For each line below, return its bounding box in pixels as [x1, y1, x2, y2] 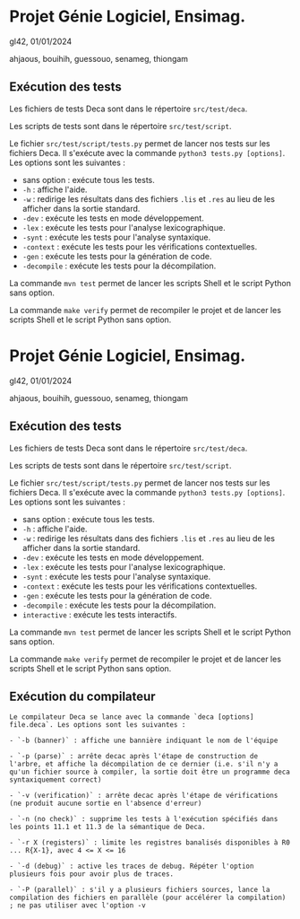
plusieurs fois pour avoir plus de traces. [9, 870, 175, 879]
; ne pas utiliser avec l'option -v [9, 901, 146, 910]
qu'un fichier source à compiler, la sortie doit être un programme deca [9, 767, 291, 777]
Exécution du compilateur [9, 688, 156, 704]
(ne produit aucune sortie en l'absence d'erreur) [9, 799, 202, 809]
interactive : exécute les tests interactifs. [21, 608, 177, 620]
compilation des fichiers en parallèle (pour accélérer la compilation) [9, 893, 287, 903]
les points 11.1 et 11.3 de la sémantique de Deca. [9, 823, 206, 832]
